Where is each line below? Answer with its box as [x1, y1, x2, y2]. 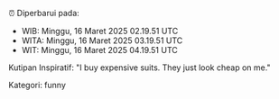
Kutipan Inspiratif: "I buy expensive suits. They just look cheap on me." [8, 62, 272, 73]
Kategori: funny [8, 80, 67, 90]
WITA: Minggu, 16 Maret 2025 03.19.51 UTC [21, 35, 183, 46]
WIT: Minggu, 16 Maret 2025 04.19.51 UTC [21, 45, 178, 55]
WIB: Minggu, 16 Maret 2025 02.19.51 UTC [21, 26, 179, 36]
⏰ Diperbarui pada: [8, 8, 80, 18]
